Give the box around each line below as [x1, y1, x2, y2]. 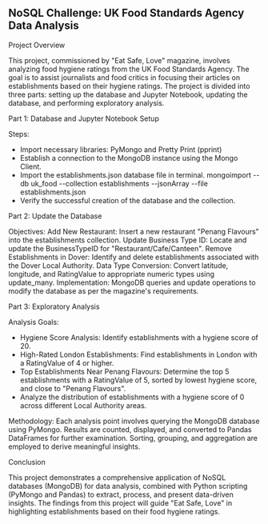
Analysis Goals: [8, 317, 59, 326]
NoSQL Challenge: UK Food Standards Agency [8, 6, 245, 20]
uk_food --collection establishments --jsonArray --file [30, 178, 208, 188]
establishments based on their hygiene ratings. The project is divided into [8, 81, 250, 90]
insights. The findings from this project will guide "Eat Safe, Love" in [8, 498, 233, 507]
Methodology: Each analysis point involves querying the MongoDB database [8, 416, 260, 426]
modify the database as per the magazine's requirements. [8, 286, 199, 295]
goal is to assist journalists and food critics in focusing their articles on [8, 72, 241, 82]
